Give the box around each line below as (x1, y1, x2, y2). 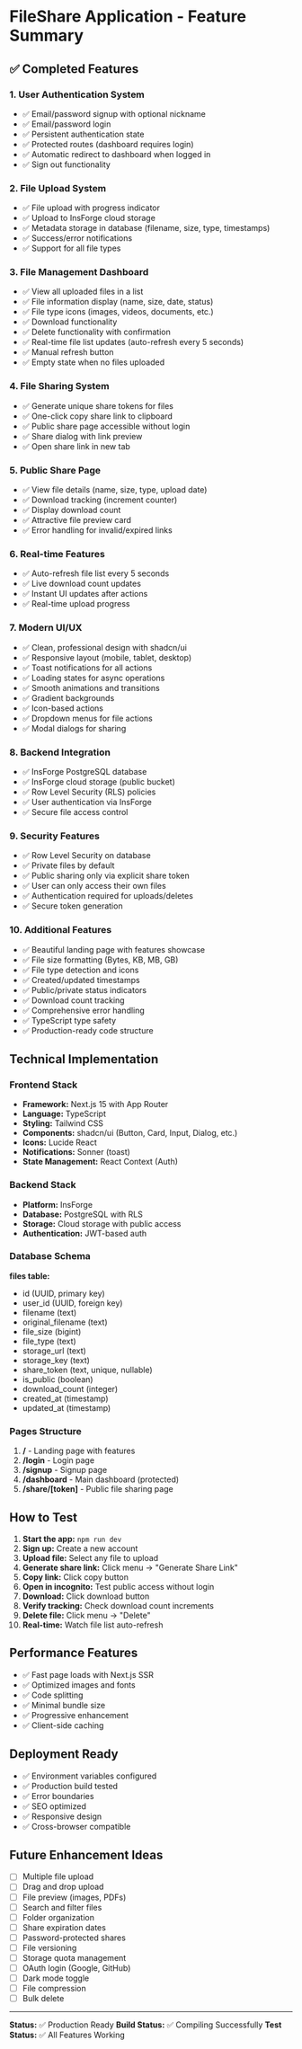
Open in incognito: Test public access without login (22, 1581, 215, 1592)
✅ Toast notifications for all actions (22, 662, 153, 673)
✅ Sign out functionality (22, 159, 111, 170)
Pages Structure (9, 1424, 83, 1437)
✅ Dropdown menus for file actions (22, 713, 153, 723)
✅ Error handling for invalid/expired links (22, 525, 173, 536)
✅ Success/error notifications (22, 233, 133, 244)
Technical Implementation (9, 1051, 159, 1067)
